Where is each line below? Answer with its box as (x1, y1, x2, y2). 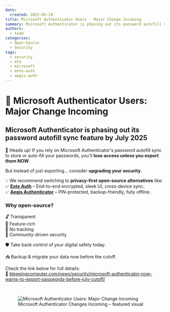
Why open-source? (5, 202, 54, 209)
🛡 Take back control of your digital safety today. (5, 242, 106, 248)
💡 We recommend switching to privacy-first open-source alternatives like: (5, 177, 163, 184)
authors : (5, 26, 24, 31)
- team (10, 31, 24, 36)
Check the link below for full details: (5, 265, 80, 272)
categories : (5, 36, 30, 41)
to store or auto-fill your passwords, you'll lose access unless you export (5, 152, 159, 158)
